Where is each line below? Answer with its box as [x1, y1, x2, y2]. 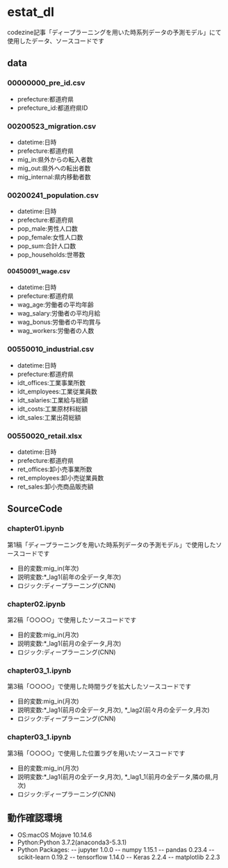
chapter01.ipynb [7, 524, 65, 534]
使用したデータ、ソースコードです [7, 36, 104, 45]
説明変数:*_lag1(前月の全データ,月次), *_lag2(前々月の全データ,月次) [17, 706, 210, 714]
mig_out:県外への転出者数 [17, 164, 91, 172]
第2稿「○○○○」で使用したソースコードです [7, 616, 137, 624]
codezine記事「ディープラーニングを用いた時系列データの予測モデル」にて [7, 28, 222, 36]
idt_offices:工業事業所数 [17, 378, 86, 386]
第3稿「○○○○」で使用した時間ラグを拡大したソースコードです [7, 682, 192, 691]
